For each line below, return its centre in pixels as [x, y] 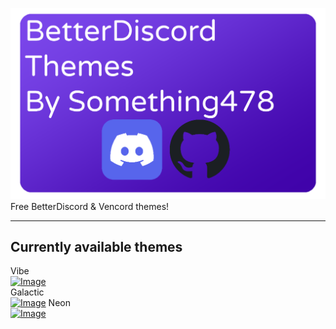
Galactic [27, 292]
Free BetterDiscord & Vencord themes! [90, 206]
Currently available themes [96, 247]
